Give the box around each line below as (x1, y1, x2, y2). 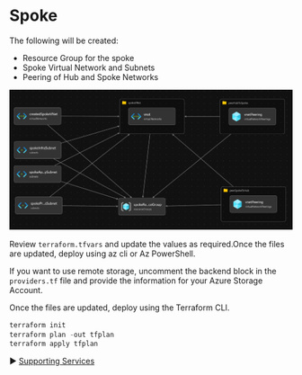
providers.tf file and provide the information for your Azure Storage (9, 275, 263, 286)
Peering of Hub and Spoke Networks (22, 71, 159, 82)
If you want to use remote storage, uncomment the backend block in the (9, 265, 277, 276)
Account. (9, 284, 43, 295)
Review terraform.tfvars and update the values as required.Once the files (9, 238, 285, 249)
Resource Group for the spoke (22, 52, 135, 63)
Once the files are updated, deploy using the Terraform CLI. (9, 302, 230, 313)
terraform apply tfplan (9, 339, 99, 349)
